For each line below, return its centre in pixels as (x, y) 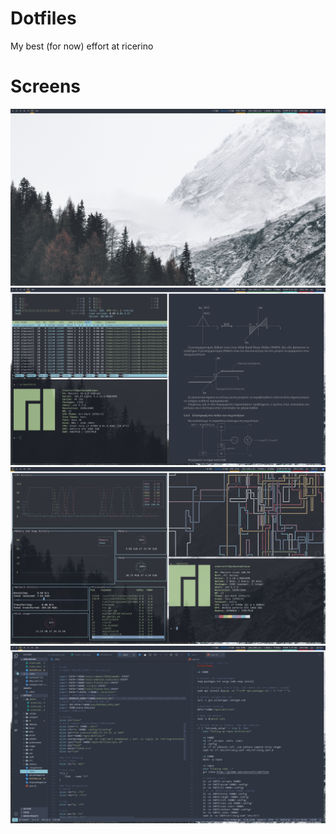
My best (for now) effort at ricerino (82, 46)
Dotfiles (43, 18)
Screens (45, 86)
